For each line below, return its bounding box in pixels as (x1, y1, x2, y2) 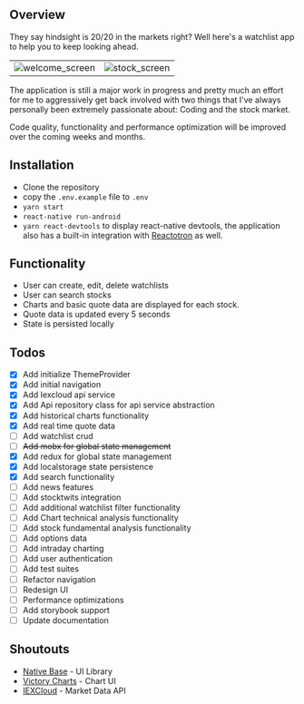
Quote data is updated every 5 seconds (22, 308, 171, 320)
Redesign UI (22, 584, 69, 595)
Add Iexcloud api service (22, 389, 116, 400)
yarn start (22, 202, 64, 211)
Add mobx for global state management (22, 440, 172, 452)
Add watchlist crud (22, 430, 93, 441)
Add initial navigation (22, 379, 102, 390)
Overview (9, 7, 66, 23)
